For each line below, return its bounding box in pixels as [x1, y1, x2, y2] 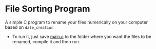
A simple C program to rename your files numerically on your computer [5, 19, 148, 25]
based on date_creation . [5, 24, 55, 30]
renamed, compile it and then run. [12, 38, 80, 44]
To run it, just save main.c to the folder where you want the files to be [12, 34, 152, 39]
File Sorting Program [5, 3, 90, 14]
